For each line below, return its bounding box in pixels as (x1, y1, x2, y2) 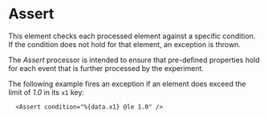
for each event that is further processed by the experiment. (8, 63, 205, 73)
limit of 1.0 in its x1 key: (8, 87, 84, 96)
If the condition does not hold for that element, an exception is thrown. (8, 39, 241, 49)
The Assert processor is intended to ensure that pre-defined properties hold (8, 55, 261, 65)
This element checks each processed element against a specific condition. (8, 31, 256, 41)
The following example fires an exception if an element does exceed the (8, 79, 246, 88)
